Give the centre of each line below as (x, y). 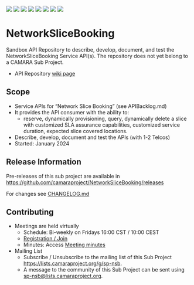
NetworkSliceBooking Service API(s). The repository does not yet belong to (97, 56)
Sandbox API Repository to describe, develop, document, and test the (90, 49)
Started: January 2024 (42, 143)
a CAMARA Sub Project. (35, 62)
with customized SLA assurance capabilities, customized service (102, 125)
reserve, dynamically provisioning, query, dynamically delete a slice (105, 118)
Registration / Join (45, 239)
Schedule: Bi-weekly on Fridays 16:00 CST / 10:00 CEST (91, 232)
